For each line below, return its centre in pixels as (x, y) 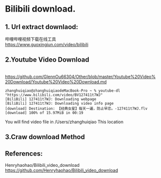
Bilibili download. (40, 9)
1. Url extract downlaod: (42, 27)
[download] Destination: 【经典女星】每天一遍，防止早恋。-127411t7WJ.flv (76, 108)
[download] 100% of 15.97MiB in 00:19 (44, 113)
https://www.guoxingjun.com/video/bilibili (47, 44)
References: (24, 154)
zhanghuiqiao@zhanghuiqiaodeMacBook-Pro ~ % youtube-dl (63, 91)
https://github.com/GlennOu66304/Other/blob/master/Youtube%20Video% (80, 77)
